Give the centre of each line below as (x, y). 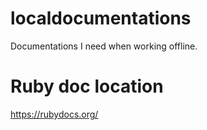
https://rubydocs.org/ (54, 114)
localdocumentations (101, 18)
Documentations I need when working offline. (104, 46)
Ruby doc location (87, 86)
